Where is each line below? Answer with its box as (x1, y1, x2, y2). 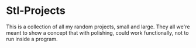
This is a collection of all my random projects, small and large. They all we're (6, 23, 190, 30)
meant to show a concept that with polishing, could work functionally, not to (6, 29, 189, 36)
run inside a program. (6, 35, 58, 42)
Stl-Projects (6, 4, 66, 17)
